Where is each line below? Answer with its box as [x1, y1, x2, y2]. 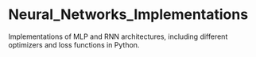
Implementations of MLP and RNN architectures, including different [8, 32, 228, 41]
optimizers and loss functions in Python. [8, 40, 140, 49]
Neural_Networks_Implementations [8, 6, 249, 24]
